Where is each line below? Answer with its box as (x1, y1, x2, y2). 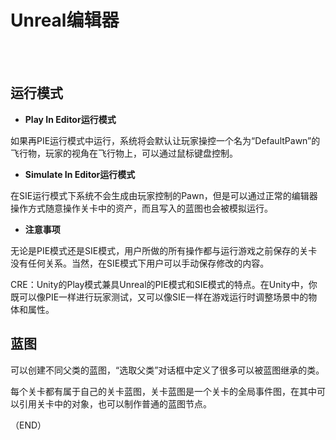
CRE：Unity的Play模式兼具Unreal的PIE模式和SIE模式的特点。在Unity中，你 (10, 278, 318, 290)
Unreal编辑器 (10, 9, 120, 32)
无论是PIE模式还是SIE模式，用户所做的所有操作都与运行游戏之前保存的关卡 (10, 244, 318, 256)
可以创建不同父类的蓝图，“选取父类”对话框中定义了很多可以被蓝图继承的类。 (10, 364, 325, 376)
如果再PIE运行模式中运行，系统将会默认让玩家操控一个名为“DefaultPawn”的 (10, 134, 321, 146)
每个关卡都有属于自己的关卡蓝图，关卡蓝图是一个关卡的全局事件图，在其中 (10, 385, 317, 397)
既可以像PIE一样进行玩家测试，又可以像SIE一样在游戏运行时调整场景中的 (10, 291, 309, 303)
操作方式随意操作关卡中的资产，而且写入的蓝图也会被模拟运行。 (10, 202, 273, 214)
